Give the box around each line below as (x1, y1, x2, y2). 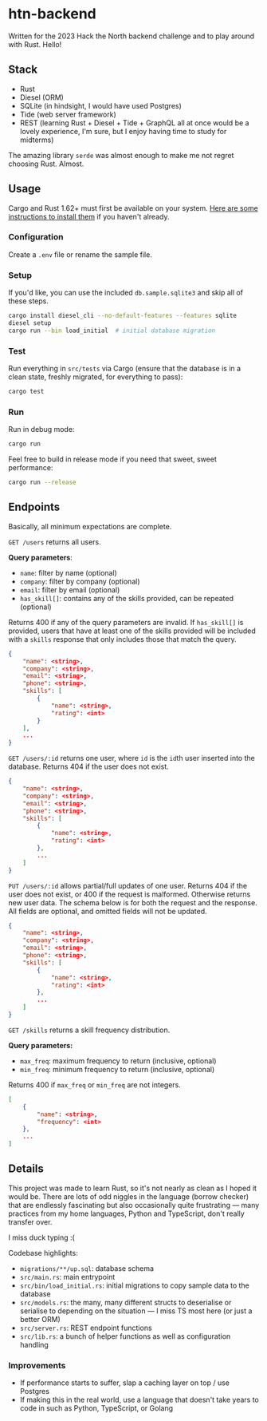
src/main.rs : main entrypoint (19, 1272, 116, 1281)
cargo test (8, 388, 45, 396)
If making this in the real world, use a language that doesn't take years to (19, 1395, 259, 1405)
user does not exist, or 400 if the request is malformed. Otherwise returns (8, 889, 251, 899)
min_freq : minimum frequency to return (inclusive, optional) (19, 1064, 215, 1074)
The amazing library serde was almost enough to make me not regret (8, 150, 234, 160)
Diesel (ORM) (19, 93, 64, 102)
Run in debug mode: (8, 425, 75, 434)
